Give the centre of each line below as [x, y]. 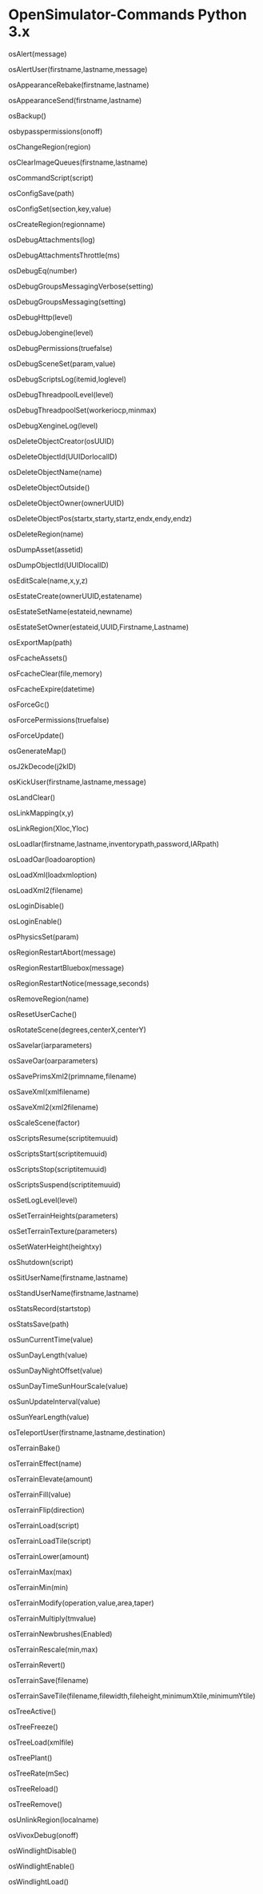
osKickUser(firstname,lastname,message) [77, 782]
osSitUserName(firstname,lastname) [68, 1278]
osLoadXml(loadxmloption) [53, 875]
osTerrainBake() [34, 1448]
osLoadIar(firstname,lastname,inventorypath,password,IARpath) [114, 843]
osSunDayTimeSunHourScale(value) [68, 1386]
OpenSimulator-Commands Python [128, 15]
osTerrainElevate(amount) [51, 1479]
